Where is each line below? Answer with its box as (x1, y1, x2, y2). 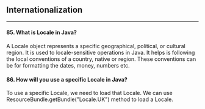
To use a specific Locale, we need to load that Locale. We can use (6, 90, 173, 97)
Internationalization (6, 5, 83, 15)
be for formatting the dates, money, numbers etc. (6, 62, 130, 69)
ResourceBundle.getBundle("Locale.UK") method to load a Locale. (6, 96, 174, 103)
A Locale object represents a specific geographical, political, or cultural (6, 43, 186, 50)
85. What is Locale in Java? (6, 29, 77, 36)
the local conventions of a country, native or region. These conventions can (6, 55, 196, 63)
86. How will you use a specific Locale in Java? (6, 76, 128, 83)
